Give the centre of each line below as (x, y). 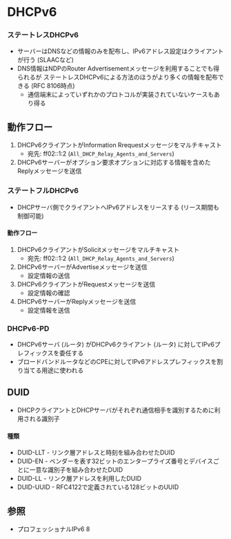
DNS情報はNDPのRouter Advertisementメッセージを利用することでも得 (118, 68)
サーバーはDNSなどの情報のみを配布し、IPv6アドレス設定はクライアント (120, 51)
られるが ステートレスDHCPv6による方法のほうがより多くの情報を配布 (118, 77)
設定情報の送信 (49, 275)
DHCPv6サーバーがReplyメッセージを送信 (77, 301)
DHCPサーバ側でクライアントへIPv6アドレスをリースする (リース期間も (118, 207)
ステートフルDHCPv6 (43, 191)
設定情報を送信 (49, 310)
